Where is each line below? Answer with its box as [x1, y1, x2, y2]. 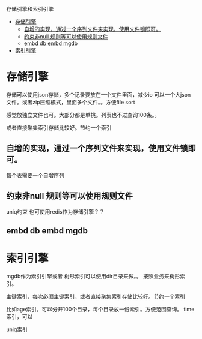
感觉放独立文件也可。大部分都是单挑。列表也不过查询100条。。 [6, 111, 161, 118]
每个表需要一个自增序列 [6, 172, 64, 179]
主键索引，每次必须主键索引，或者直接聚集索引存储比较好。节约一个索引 [6, 293, 185, 300]
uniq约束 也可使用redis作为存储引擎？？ [6, 208, 105, 215]
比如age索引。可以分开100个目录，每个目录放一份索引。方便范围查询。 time [6, 305, 195, 313]
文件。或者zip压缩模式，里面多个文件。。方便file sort [6, 98, 135, 106]
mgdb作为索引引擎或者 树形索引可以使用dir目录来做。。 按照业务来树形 [6, 272, 180, 280]
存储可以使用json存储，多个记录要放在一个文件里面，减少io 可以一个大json [6, 91, 191, 98]
